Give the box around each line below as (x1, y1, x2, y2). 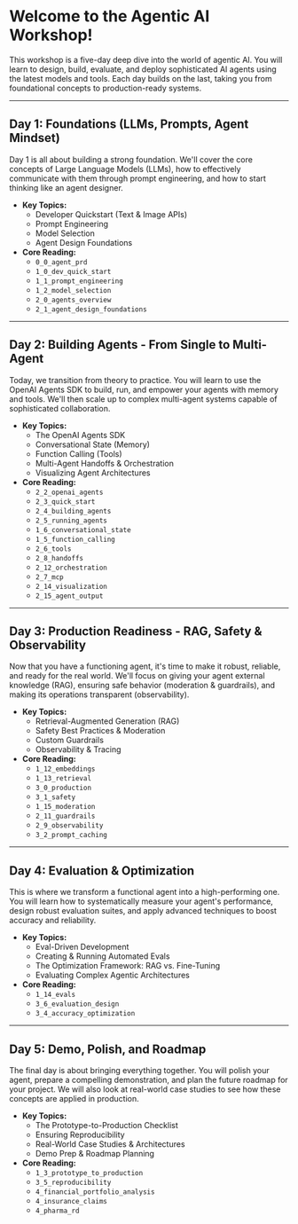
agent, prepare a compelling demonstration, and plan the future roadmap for (9, 1075, 288, 1085)
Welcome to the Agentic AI (9, 6, 210, 27)
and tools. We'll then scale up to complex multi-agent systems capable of (9, 393, 278, 404)
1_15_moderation (35, 803, 96, 812)
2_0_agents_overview (35, 295, 112, 304)
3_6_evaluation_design (35, 1000, 120, 1008)
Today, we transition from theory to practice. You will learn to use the (9, 374, 262, 385)
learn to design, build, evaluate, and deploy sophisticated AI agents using (9, 64, 277, 75)
